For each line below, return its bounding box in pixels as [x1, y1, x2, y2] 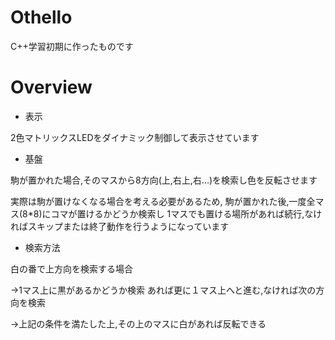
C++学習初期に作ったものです [10, 40, 134, 52]
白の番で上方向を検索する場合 [10, 262, 133, 275]
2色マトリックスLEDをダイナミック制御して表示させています [10, 131, 260, 143]
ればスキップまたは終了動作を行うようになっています [10, 220, 230, 232]
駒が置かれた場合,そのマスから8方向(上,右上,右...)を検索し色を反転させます [10, 174, 318, 186]
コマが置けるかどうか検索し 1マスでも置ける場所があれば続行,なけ [50, 207, 323, 220]
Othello [10, 6, 73, 29]
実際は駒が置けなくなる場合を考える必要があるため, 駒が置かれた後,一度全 [10, 195, 316, 207]
